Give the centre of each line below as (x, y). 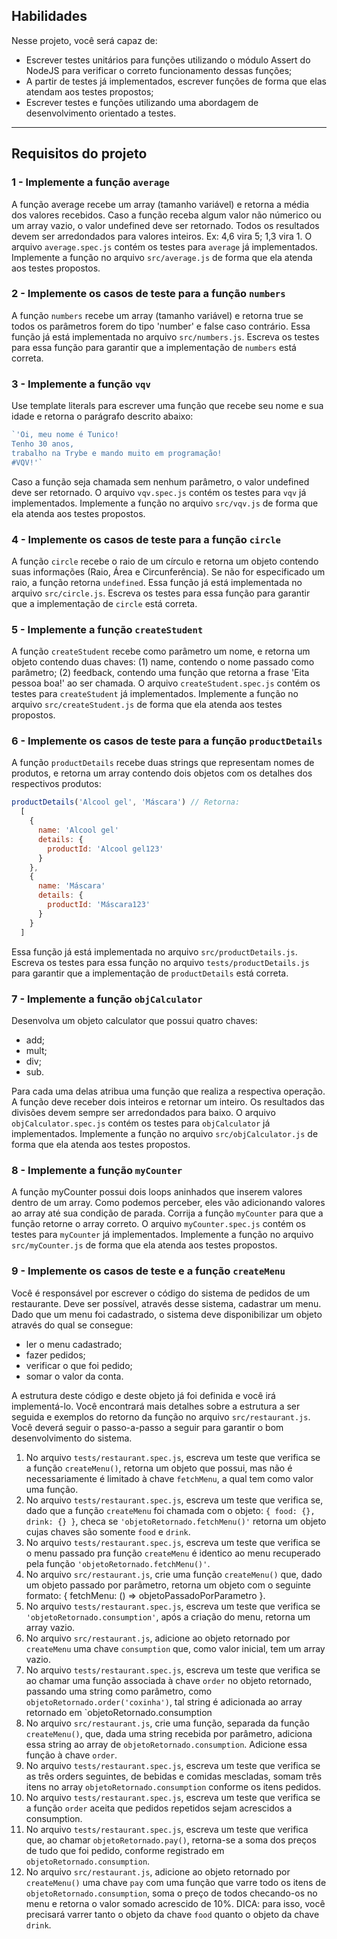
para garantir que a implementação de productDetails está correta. (150, 973)
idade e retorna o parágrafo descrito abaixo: (102, 416)
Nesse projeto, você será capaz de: (84, 40)
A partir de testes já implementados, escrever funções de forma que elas (176, 81)
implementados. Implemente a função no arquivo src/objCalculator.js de (165, 1133)
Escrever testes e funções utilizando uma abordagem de (142, 102)
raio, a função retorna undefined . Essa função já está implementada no (157, 582)
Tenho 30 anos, (43, 444)
